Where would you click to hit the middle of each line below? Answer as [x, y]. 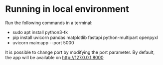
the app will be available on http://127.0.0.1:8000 [54, 57]
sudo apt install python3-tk [40, 32]
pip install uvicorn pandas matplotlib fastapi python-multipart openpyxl [85, 37]
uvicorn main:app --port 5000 [43, 42]
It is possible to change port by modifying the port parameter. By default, [80, 52]
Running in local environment [67, 9]
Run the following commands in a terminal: [49, 23]
